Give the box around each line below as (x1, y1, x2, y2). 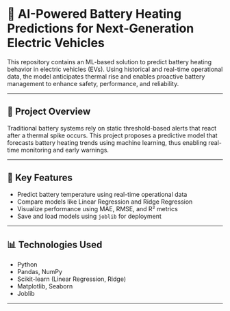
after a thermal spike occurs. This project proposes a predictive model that (7, 131, 218, 139)
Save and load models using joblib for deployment (16, 212, 162, 220)
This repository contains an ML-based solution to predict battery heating (7, 57, 212, 66)
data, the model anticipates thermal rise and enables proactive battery (7, 72, 205, 81)
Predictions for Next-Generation (7, 21, 194, 36)
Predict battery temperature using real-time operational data (16, 190, 188, 198)
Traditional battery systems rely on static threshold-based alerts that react (7, 124, 217, 132)
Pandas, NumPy (16, 268, 63, 276)
